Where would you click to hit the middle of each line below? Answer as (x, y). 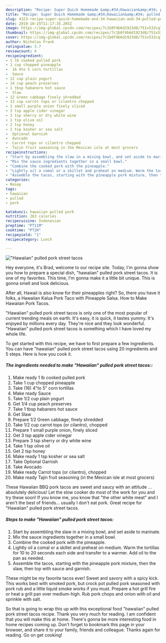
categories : (18, 180)
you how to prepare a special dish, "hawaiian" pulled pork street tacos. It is (82, 273)
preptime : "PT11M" (24, 226)
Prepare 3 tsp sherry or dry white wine (52, 441)
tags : (11, 189)
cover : (12, 38)
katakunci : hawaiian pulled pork (40, 212)
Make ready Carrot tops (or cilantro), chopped (59, 472)
